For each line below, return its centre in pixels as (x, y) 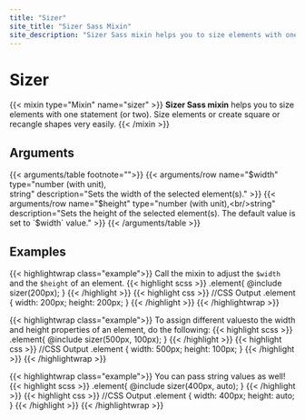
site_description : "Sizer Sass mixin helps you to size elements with (146, 35)
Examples (38, 251)
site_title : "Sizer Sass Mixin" (70, 26)
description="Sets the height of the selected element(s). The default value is (152, 214)
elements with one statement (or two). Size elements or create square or (145, 115)
